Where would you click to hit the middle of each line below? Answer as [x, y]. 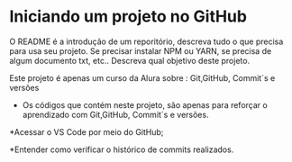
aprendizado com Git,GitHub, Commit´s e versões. [115, 114]
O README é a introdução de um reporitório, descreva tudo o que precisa [146, 41]
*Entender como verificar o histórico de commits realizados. [122, 149]
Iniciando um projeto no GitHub [128, 17]
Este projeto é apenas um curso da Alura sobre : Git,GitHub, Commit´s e [142, 77]
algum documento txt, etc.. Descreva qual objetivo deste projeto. [130, 60]
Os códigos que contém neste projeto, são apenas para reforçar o [145, 104]
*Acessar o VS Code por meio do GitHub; [87, 131]
